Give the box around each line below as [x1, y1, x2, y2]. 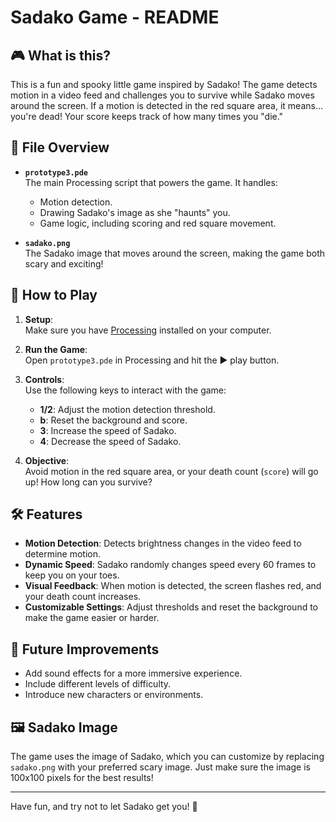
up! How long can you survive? [24, 476, 153, 488]
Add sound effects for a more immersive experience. [24, 667, 243, 680]
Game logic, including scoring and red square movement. [39, 217, 277, 229]
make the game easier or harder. [24, 612, 160, 624]
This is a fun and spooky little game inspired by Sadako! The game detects [10, 79, 318, 90]
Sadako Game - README [10, 6, 220, 29]
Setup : [24, 313, 54, 325]
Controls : [24, 373, 65, 385]
